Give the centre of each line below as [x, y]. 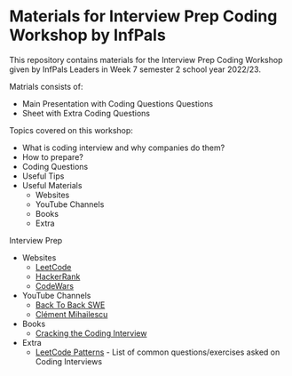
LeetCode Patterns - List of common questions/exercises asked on [158, 352]
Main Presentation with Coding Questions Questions [118, 103]
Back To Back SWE [70, 305]
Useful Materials [52, 185]
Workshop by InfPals [87, 35]
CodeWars [54, 285]
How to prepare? [53, 156]
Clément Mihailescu [71, 314]
